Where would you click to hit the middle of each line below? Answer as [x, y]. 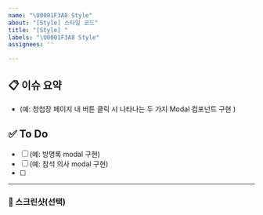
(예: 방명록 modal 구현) [65, 154]
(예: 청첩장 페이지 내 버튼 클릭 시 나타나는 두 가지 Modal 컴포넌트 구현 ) [128, 109]
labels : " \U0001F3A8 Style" [54, 37]
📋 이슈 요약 [35, 85]
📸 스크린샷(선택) [37, 202]
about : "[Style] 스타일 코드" [53, 23]
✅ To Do [28, 134]
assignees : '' [31, 45]
